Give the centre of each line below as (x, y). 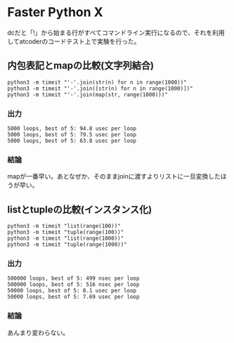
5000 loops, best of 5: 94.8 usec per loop (72, 129)
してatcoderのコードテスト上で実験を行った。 (74, 41)
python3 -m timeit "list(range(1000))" (66, 239)
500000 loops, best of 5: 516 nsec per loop (73, 285)
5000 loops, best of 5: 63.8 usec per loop (72, 141)
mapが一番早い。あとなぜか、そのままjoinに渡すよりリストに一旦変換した (114, 176)
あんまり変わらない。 (38, 332)
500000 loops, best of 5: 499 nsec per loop (73, 278)
